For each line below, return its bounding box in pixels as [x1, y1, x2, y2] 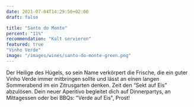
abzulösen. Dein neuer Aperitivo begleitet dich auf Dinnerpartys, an [6, 87, 171, 95]
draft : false [6, 14, 39, 20]
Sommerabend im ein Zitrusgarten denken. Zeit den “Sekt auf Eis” [6, 81, 167, 89]
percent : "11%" [6, 30, 44, 36]
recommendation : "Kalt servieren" [6, 36, 92, 42]
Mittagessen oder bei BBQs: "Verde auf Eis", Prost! [6, 94, 131, 101]
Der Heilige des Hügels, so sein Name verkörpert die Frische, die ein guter [6, 69, 188, 76]
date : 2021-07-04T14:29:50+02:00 [6, 8, 89, 15]
